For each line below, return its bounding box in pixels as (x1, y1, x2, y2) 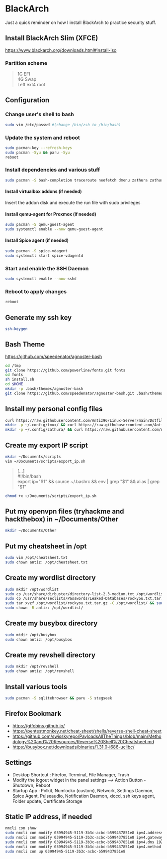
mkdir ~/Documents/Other (5, 528, 57, 533)
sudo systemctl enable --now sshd (5, 276, 77, 282)
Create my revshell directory (5, 651, 96, 660)
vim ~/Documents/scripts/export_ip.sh (5, 459, 85, 464)
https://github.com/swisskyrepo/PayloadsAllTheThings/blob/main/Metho (12, 733, 162, 739)
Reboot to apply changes (5, 288, 67, 295)
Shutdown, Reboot (12, 782, 51, 788)
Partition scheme (5, 59, 48, 66)
